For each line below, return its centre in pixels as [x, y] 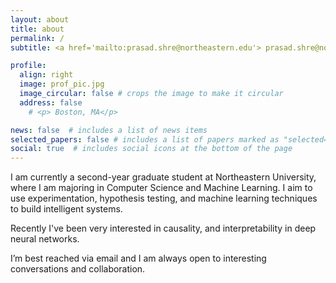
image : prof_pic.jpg [62, 84]
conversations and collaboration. [78, 269]
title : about [37, 29]
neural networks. [45, 239]
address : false [51, 102]
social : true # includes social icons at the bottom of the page [151, 149]
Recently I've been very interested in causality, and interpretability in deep [163, 228]
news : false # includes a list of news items [109, 130]
